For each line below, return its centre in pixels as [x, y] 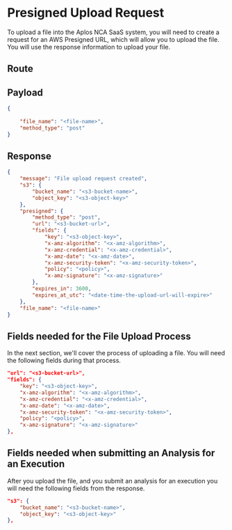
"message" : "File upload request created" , [84, 179]
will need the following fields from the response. [76, 488]
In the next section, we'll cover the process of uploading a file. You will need [116, 353]
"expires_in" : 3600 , [62, 289]
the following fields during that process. [64, 361]
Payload [25, 92]
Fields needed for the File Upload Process [99, 336]
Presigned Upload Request [86, 13]
